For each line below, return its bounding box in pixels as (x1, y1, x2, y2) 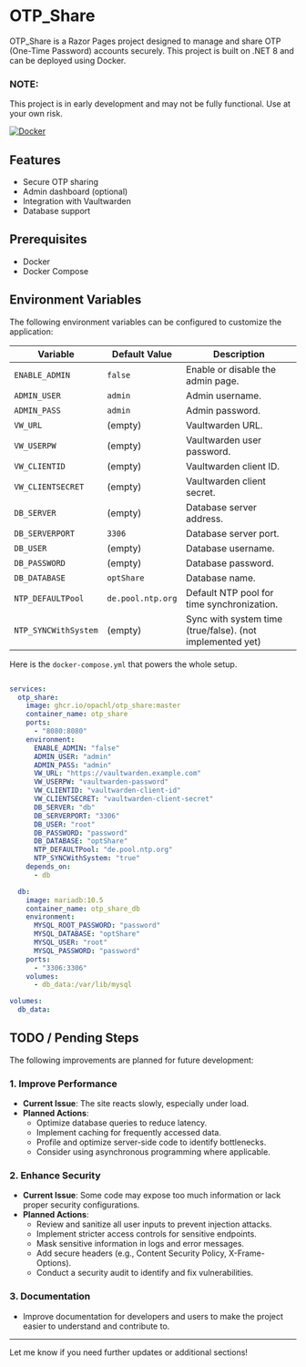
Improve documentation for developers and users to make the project (22, 1310, 284, 1321)
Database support (22, 206, 91, 217)
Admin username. (186, 389, 262, 402)
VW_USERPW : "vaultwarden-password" (33, 777, 169, 786)
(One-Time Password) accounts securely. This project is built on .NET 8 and (9, 45, 294, 56)
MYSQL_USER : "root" (33, 938, 107, 948)
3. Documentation (9, 1290, 91, 1303)
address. (186, 512, 223, 525)
